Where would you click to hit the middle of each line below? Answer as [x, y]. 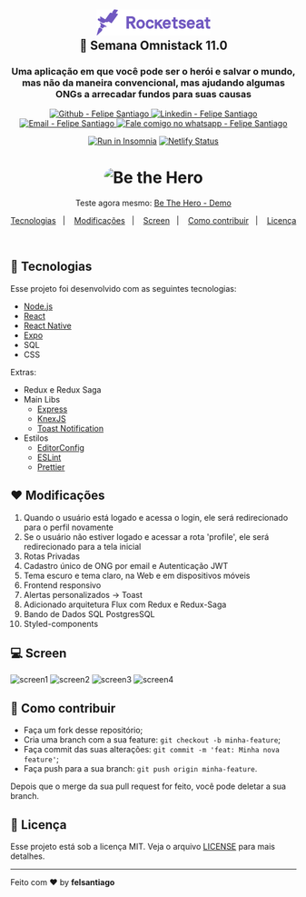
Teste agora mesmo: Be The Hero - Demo [153, 203]
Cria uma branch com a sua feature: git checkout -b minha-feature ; [152, 740]
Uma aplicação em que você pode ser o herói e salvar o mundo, [153, 71]
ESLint [49, 457]
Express [52, 409]
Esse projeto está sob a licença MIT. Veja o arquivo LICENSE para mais [143, 846]
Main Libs [42, 399]
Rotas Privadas [52, 556]
